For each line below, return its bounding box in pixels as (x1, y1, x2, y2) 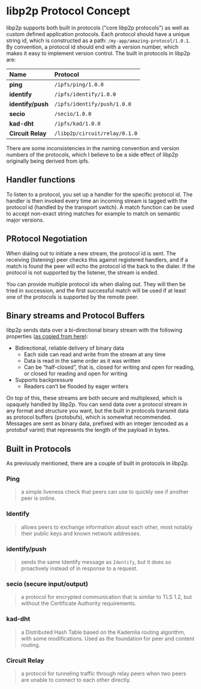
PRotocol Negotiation (6, 234, 88, 244)
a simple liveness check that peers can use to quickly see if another (20, 488, 189, 496)
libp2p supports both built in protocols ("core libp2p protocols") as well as (6, 24, 190, 31)
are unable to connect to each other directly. (20, 676, 131, 683)
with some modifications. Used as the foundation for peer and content (20, 635, 195, 642)
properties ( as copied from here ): (6, 333, 89, 340)
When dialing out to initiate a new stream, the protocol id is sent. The (6, 249, 176, 256)
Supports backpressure (14, 377, 74, 384)
